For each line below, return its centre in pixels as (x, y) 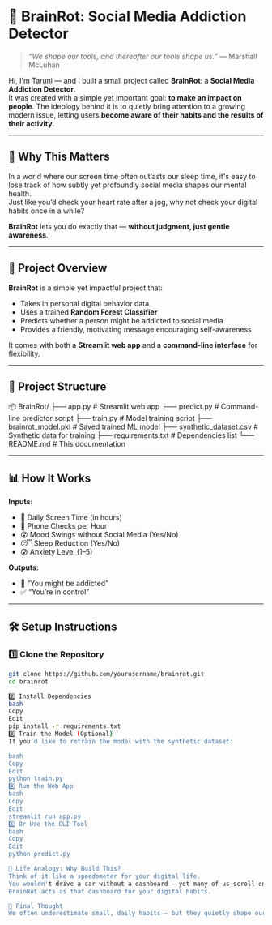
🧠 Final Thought (36, 906)
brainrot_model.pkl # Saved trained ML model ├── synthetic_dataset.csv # (134, 427)
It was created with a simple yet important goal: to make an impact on (125, 97)
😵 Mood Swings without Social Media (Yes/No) (99, 535)
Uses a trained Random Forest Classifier (89, 312)
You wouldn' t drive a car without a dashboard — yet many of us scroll (132, 884)
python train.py (36, 779)
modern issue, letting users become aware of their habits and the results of (136, 115)
